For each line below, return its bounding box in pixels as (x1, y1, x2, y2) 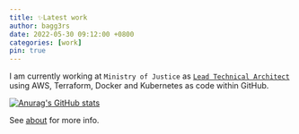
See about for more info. (9, 115, 100, 126)
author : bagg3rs (9, 21, 70, 30)
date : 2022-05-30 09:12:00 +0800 (9, 29, 135, 38)
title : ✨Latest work (9, 13, 88, 22)
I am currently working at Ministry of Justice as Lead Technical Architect (9, 71, 290, 81)
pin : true (9, 46, 47, 55)
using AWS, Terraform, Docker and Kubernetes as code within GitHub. (9, 80, 269, 91)
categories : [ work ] (9, 38, 83, 47)
